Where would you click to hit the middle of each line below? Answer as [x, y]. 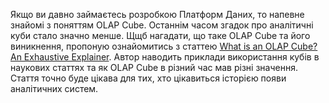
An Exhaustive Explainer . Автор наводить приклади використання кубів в [165, 57]
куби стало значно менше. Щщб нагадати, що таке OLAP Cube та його [160, 35]
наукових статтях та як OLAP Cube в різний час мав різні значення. [154, 67]
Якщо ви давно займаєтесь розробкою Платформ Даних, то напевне [157, 14]
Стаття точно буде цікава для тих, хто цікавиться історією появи [148, 78]
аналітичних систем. [54, 88]
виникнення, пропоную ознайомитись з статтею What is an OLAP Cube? [164, 46]
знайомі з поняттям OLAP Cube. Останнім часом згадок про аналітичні [162, 25]
